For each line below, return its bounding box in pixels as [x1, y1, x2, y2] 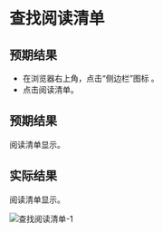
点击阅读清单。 [22, 84, 79, 95]
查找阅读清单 [9, 8, 106, 29]
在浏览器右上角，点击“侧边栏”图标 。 [22, 73, 160, 83]
